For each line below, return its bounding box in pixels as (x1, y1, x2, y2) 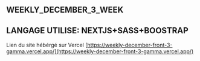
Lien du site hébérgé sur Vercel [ (6, 42, 88, 49)
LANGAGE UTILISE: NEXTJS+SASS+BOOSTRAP (6, 25, 189, 36)
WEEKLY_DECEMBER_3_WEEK (6, 5, 124, 15)
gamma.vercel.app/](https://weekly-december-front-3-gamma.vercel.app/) (6, 48, 194, 55)
